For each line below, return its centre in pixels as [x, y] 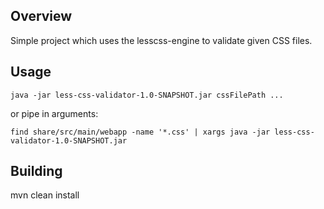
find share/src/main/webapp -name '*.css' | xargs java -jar [140, 132]
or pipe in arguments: [54, 113]
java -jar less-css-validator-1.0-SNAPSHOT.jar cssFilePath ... [147, 95]
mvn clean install [45, 195]
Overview [41, 16]
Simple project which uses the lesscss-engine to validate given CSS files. [161, 40]
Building [36, 171]
